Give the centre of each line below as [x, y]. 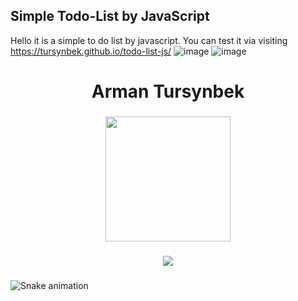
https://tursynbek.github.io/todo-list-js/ [91, 51]
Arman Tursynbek [168, 91]
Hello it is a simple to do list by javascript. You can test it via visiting [149, 40]
